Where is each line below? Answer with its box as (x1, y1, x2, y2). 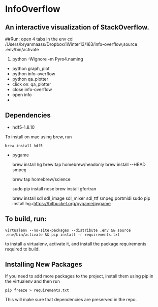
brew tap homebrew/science (12, 176, 71, 182)
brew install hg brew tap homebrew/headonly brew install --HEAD (12, 161, 146, 167)
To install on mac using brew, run (5, 134, 72, 140)
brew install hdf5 (5, 143, 43, 148)
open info (12, 92, 32, 97)
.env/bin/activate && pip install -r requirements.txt (5, 232, 120, 237)
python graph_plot (12, 65, 50, 71)
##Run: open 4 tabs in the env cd (5, 36, 73, 42)
